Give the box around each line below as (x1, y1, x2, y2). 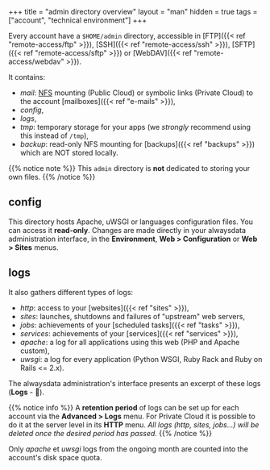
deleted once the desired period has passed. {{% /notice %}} (8, 428, 212, 438)
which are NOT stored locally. (19, 148, 118, 157)
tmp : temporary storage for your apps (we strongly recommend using (19, 123, 251, 131)
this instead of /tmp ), (19, 131, 89, 140)
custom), (19, 346, 50, 356)
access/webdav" (8, 56, 64, 66)
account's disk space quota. (8, 452, 102, 462)
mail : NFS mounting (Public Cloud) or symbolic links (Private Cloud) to (19, 88, 254, 98)
